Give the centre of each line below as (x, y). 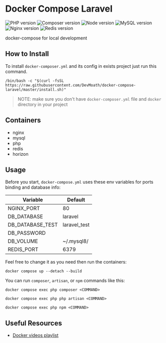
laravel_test (76, 225)
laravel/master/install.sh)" (36, 90)
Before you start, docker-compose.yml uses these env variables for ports (79, 182)
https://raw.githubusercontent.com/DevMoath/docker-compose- (71, 85)
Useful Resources (34, 323)
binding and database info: (33, 187)
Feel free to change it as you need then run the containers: (66, 262)
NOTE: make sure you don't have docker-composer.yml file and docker (89, 99)
